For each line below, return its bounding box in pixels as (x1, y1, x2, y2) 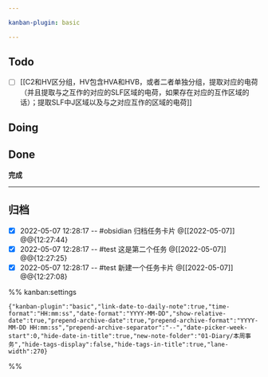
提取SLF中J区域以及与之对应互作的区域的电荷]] (37, 97, 193, 107)
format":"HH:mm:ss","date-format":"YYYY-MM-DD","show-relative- (8, 309, 227, 317)
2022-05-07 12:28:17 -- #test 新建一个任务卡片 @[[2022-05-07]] (19, 262, 234, 272)
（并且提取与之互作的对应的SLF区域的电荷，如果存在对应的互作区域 (19, 87, 242, 96)
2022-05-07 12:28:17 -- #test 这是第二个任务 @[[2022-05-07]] (19, 244, 227, 253)
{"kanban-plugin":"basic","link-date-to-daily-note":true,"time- (8, 302, 230, 311)
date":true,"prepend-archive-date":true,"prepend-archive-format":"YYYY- (8, 316, 259, 324)
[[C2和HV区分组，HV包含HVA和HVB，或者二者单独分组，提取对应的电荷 (19, 77, 258, 87)
